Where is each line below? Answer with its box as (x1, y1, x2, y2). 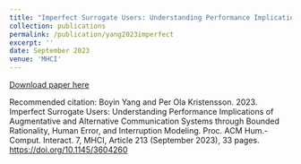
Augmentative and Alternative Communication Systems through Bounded (9, 116, 280, 126)
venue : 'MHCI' (9, 55, 63, 64)
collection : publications (9, 22, 106, 30)
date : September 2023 (9, 47, 90, 56)
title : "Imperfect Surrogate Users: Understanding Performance (9, 13, 251, 22)
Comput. (9, 135, 42, 145)
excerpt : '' (9, 38, 54, 47)
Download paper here (9, 80, 90, 90)
